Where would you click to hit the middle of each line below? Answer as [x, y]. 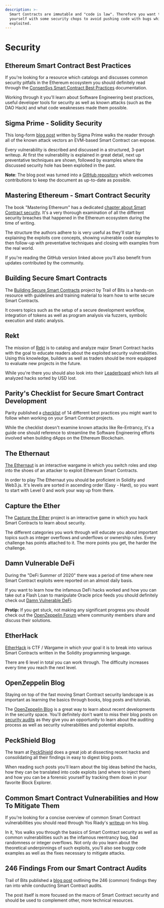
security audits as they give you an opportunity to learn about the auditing [79, 720]
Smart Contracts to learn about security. [45, 522]
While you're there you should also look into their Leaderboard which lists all [82, 373]
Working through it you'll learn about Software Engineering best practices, [80, 97]
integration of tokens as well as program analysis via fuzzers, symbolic [76, 315]
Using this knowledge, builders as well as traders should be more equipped [81, 358]
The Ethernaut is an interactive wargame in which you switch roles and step [81, 465]
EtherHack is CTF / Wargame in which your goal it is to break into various [79, 648]
